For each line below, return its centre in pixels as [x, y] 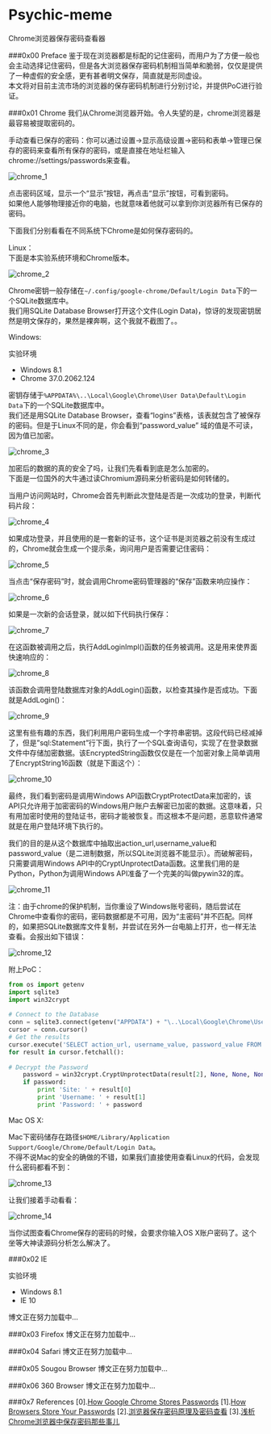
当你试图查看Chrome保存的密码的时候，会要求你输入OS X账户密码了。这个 [132, 1232]
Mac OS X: [26, 1120]
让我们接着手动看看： [44, 1200]
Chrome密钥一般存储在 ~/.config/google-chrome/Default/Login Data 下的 [129, 290]
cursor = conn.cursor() [48, 1030]
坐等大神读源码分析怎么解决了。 [61, 1243]
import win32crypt [39, 1000]
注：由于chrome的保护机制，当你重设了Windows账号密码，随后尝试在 [125, 906]
